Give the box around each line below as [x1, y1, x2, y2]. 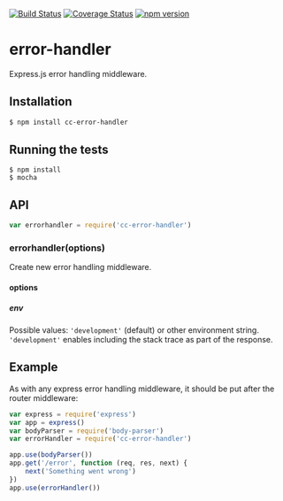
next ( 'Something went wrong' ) [25, 467, 137, 476]
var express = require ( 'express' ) [9, 410, 137, 419]
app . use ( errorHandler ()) [9, 483, 101, 492]
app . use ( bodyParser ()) [9, 451, 93, 459]
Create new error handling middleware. [9, 262, 152, 273]
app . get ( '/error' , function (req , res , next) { [9, 459, 188, 468]
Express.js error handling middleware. [9, 68, 148, 79]
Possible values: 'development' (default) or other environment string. [9, 324, 259, 335]
